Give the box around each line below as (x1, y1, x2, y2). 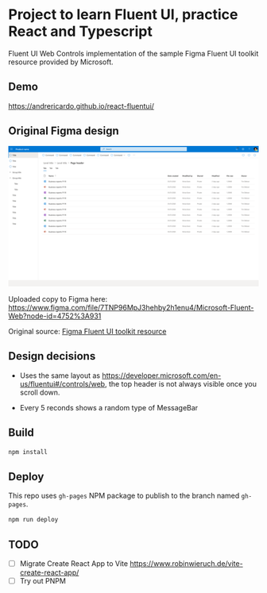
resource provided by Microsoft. (8, 57, 114, 67)
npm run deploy (8, 516, 59, 524)
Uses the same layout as (19, 371, 101, 380)
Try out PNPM (19, 576, 66, 586)
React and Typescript (8, 22, 153, 40)
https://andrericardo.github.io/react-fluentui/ (8, 101, 155, 110)
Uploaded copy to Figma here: (8, 295, 108, 304)
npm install (8, 448, 48, 456)
